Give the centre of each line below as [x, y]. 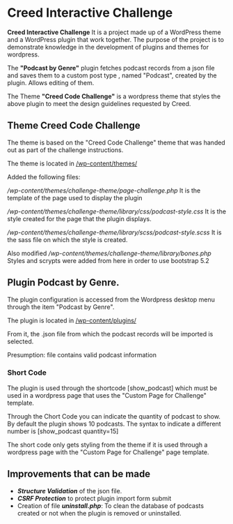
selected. [21, 341]
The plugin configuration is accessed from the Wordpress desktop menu [111, 299]
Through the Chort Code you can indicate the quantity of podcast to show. [114, 416]
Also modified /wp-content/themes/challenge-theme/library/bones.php [110, 253]
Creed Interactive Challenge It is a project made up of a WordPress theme [114, 32]
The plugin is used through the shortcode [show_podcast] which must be [112, 388]
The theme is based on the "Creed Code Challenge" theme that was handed [116, 142]
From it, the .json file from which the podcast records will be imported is [110, 334]
